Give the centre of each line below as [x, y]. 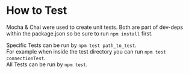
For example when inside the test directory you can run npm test [86, 51]
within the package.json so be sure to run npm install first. [79, 33]
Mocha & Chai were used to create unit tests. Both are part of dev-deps [95, 27]
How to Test [37, 11]
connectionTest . [26, 58]
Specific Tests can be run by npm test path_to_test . [72, 45]
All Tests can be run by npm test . [47, 64]
